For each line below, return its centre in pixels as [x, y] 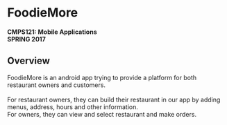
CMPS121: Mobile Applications [52, 32]
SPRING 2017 [27, 39]
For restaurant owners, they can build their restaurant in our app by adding [114, 99]
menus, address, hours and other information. [73, 107]
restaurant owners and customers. [57, 85]
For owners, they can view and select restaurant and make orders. [102, 114]
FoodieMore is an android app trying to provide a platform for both [102, 77]
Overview [29, 61]
